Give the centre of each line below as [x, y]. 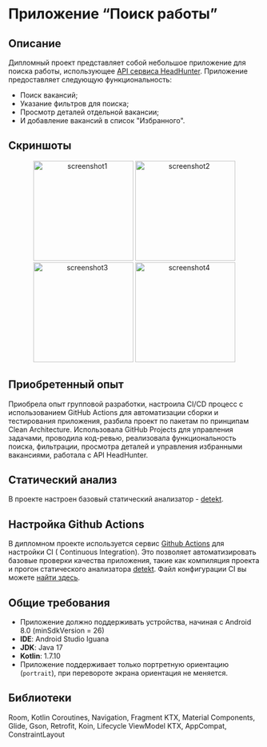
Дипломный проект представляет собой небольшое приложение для [127, 62]
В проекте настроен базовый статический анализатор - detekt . [116, 499]
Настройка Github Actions [76, 524]
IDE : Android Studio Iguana [64, 639]
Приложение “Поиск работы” [113, 14]
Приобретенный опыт [66, 385]
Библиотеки [40, 698]
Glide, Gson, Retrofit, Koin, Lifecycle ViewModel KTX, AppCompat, [118, 725]
